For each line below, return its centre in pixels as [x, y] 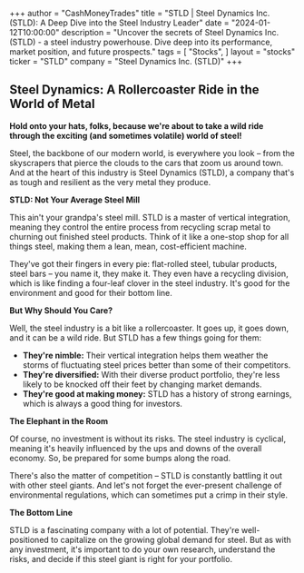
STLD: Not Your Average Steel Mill [75, 200]
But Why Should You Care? [61, 310]
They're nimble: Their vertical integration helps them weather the [145, 355]
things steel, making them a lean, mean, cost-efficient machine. [128, 246]
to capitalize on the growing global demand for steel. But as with [172, 539]
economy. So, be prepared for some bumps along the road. [120, 458]
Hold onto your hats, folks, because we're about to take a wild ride [137, 125]
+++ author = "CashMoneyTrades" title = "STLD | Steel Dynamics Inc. [140, 13]
